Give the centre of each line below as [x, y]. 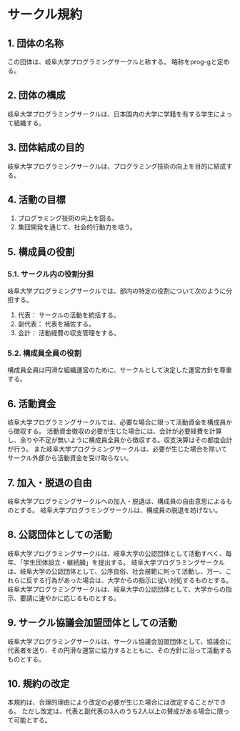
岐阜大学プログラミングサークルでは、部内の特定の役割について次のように [117, 291]
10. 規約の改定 [39, 684]
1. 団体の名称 [36, 43]
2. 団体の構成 [36, 95]
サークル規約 [45, 15]
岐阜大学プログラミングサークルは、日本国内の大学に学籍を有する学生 [111, 114]
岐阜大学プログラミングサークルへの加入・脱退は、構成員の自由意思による [117, 502]
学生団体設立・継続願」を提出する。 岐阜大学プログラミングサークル [124, 562]
